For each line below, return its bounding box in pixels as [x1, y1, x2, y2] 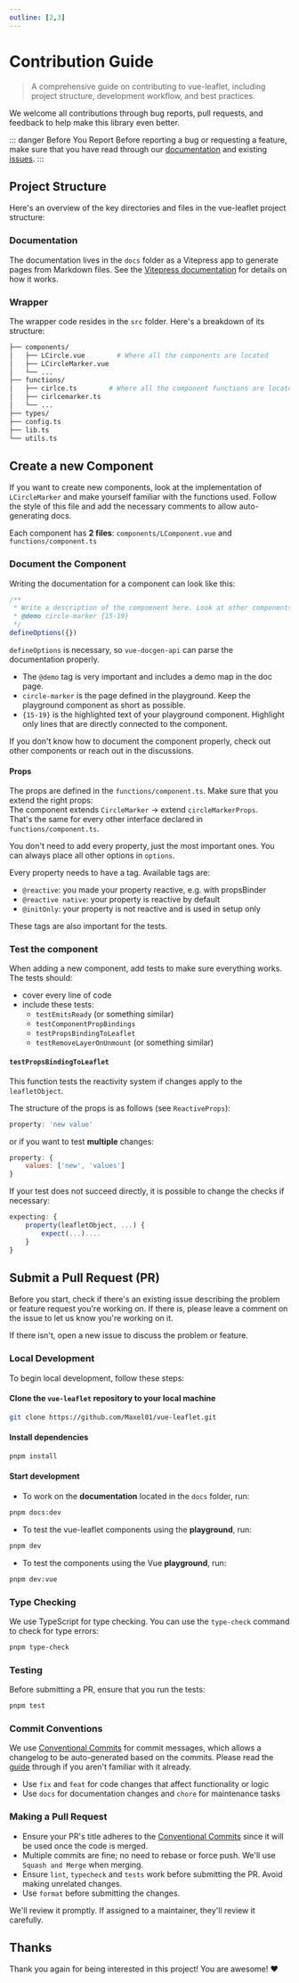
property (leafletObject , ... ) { [25, 1221, 145, 1230]
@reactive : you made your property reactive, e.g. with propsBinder [21, 885, 267, 895]
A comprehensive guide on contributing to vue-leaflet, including [30, 81, 266, 92]
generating [9, 510, 50, 521]
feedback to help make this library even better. [9, 117, 181, 127]
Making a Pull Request [9, 1810, 108, 1823]
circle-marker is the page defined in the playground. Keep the [21, 690, 251, 700]
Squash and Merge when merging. [21, 1859, 144, 1870]
